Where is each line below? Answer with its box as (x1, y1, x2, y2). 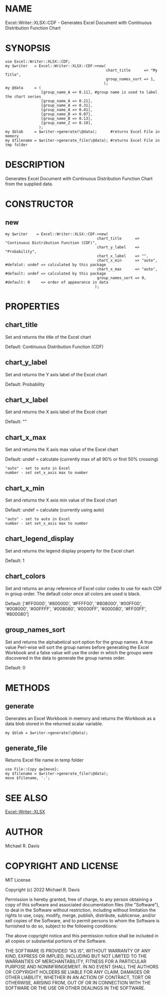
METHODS (5, 682, 50, 693)
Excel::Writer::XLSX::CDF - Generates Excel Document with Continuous (5, 20, 152, 26)
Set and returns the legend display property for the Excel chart (5, 548, 134, 554)
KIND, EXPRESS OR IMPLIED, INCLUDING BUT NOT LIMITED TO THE (5, 953, 147, 959)
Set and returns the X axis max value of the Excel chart (5, 446, 118, 452)
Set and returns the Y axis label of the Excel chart (5, 371, 107, 377)
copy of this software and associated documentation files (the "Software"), (5, 902, 160, 908)
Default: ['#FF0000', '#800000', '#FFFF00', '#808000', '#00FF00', (5, 600, 142, 606)
